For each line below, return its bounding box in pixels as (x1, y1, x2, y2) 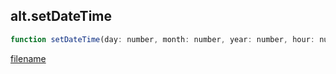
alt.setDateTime (10, 8, 113, 25)
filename (10, 52, 47, 64)
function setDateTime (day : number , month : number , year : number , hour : (10, 34, 315, 44)
